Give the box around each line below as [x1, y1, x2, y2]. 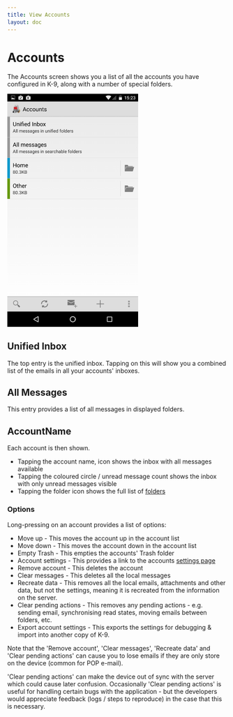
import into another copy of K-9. [17, 630, 110, 639]
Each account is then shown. [7, 444, 91, 452]
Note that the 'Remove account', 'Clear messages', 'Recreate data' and [7, 644, 211, 652]
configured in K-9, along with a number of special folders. [7, 80, 173, 89]
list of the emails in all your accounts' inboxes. [7, 367, 140, 375]
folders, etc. [17, 615, 52, 624]
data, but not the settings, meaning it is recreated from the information [17, 586, 220, 594]
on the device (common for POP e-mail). [7, 658, 123, 667]
